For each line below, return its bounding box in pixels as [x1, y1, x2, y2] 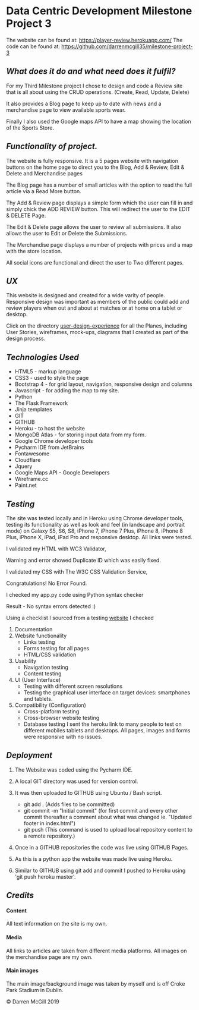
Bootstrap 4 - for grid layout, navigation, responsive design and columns [14, 380, 192, 388]
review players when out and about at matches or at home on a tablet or [6, 304, 182, 312]
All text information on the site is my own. [6, 920, 108, 927]
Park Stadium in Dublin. [6, 986, 64, 993]
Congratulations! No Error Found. [6, 580, 87, 587]
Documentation [14, 626, 53, 633]
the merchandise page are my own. [6, 953, 93, 961]
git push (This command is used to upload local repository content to [23, 826, 193, 833]
